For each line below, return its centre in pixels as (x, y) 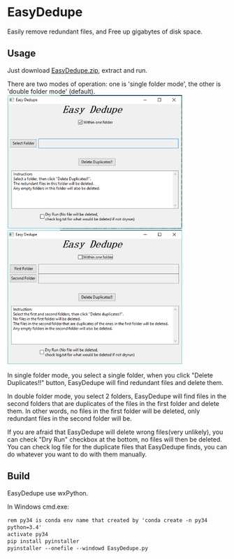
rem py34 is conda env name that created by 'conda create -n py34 (108, 520)
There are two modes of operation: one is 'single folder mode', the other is (114, 84)
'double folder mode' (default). (51, 91)
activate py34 (28, 534)
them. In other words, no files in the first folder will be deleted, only (104, 411)
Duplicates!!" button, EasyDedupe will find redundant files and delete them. (115, 382)
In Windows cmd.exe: (38, 507)
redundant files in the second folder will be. (70, 418)
